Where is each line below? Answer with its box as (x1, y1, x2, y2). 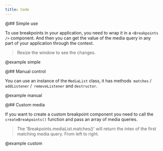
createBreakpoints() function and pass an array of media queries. (5, 116, 138, 122)
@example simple (5, 59, 41, 65)
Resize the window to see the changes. (17, 50, 96, 55)
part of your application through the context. (5, 40, 94, 46)
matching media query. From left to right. (17, 131, 99, 136)
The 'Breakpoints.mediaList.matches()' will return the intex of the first (17, 126, 157, 132)
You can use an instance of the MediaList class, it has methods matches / (5, 78, 152, 84)
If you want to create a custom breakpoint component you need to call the (5, 111, 154, 117)
